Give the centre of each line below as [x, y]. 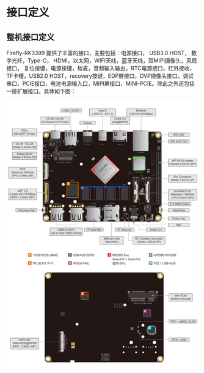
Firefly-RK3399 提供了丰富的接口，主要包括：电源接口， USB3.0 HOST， [98, 53]
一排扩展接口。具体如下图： [41, 91]
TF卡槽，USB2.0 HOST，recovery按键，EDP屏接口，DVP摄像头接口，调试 [100, 76]
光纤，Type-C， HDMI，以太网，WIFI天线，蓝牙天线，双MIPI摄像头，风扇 [104, 61]
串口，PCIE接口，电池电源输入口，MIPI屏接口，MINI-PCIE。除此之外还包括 [100, 84]
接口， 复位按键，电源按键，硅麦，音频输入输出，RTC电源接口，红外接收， [101, 68]
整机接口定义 [31, 37]
